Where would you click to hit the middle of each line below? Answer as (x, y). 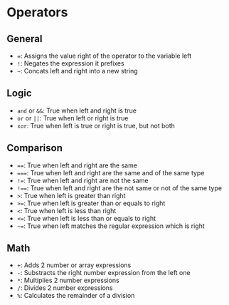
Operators (37, 12)
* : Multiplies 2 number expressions (68, 280)
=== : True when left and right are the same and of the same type (111, 172)
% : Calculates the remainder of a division (76, 296)
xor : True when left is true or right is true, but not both (96, 125)
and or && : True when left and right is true (76, 110)
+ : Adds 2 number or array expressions (74, 265)
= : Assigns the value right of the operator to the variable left (104, 56)
